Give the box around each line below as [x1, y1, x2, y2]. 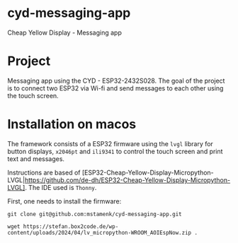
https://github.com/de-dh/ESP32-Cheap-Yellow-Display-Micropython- [24, 175, 231, 184]
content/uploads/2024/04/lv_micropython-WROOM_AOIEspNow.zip [7, 229, 192, 236]
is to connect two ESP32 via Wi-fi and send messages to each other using [7, 83, 224, 93]
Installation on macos [7, 117, 137, 132]
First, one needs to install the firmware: [7, 196, 122, 206]
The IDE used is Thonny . [28, 183, 97, 191]
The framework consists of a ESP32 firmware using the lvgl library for [7, 139, 214, 148]
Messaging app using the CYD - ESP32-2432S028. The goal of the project [7, 76, 225, 85]
